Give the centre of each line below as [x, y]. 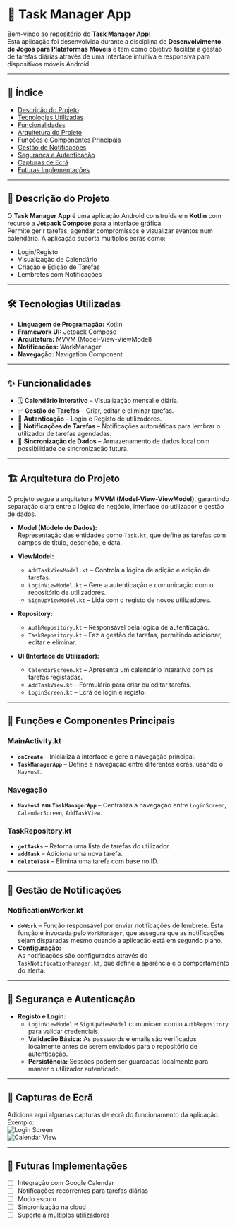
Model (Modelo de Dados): [57, 528]
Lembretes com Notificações [60, 274]
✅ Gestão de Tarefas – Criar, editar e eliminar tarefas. [96, 411]
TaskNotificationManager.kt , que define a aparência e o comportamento [123, 963]
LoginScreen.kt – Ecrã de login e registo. [87, 692]
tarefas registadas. [55, 677]
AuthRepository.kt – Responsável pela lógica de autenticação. [119, 627]
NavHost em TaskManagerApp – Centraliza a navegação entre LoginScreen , [122, 805]
